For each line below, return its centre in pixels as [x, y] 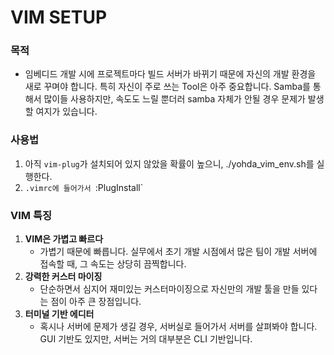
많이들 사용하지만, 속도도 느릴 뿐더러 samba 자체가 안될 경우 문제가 [174, 99]
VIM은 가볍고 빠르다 [64, 239]
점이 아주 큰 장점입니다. [96, 302]
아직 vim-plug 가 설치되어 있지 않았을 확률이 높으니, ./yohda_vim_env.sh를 [169, 163]
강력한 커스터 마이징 [63, 277]
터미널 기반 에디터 [59, 314]
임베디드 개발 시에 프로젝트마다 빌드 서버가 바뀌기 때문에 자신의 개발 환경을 [170, 74]
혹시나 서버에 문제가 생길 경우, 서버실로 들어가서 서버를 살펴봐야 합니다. [178, 327]
